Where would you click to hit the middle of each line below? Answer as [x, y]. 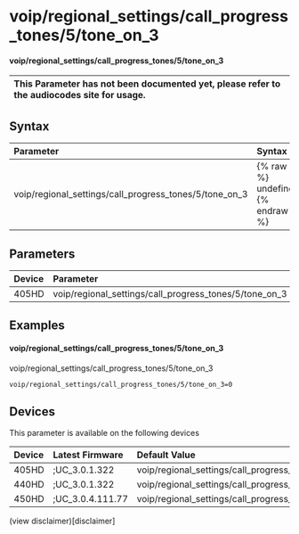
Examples [37, 326]
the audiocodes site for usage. [80, 95]
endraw [273, 211]
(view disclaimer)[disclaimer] [62, 521]
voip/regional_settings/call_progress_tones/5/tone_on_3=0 [121, 384]
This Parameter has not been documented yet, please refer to [147, 84]
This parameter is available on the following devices [105, 433]
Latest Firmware [88, 455]
